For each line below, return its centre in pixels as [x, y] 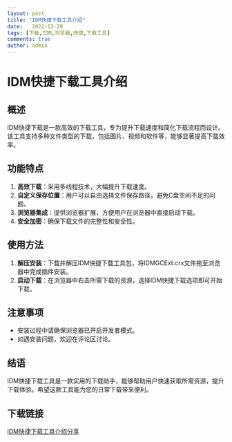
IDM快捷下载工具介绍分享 [43, 432]
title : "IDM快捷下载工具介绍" [47, 20]
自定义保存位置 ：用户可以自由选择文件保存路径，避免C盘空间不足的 [113, 195]
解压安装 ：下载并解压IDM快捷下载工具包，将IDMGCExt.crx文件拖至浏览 [119, 262]
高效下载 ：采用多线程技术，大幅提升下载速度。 [84, 186]
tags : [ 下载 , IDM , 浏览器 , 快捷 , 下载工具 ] [59, 33]
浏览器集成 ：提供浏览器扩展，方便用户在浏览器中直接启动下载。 [108, 212]
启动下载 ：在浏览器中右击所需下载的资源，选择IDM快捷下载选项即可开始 [120, 280]
